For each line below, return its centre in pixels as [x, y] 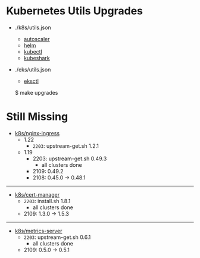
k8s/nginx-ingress [37, 133]
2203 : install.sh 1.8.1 [47, 201]
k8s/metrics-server [38, 231]
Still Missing [37, 117]
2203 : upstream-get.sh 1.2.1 [66, 146]
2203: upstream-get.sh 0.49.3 [70, 158]
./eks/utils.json [33, 69]
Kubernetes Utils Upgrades [75, 11]
